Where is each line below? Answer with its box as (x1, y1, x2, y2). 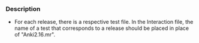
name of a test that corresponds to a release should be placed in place (14, 24, 189, 32)
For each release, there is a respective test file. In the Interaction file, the (14, 19, 194, 26)
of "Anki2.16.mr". (14, 31, 55, 38)
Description (5, 5, 41, 13)
